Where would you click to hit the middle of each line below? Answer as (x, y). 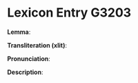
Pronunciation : (29, 58)
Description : (25, 72)
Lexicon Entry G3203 (69, 13)
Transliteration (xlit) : (37, 45)
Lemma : (19, 32)
